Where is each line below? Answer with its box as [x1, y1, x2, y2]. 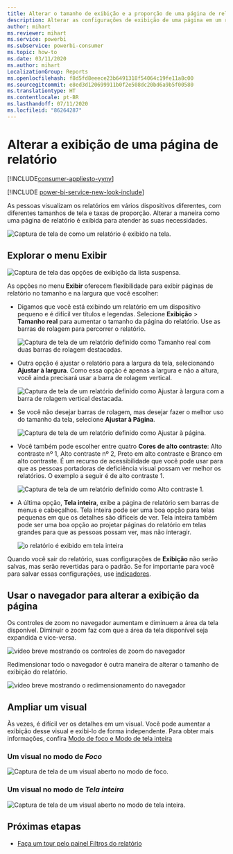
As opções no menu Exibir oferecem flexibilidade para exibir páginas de [7, 282, 214, 290]
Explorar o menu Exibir [7, 250, 107, 262]
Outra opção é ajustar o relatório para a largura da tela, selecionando [17, 359, 215, 367]
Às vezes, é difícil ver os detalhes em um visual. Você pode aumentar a [7, 719, 211, 728]
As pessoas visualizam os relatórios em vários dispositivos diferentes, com [7, 201, 222, 210]
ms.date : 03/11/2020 [7, 55, 67, 62]
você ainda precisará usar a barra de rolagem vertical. [17, 373, 172, 382]
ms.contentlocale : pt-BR [7, 94, 79, 101]
